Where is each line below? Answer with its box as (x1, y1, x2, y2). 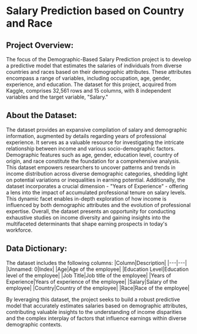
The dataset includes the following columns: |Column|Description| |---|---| (6, 259, 187, 266)
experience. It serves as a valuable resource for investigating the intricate (6, 139, 184, 146)
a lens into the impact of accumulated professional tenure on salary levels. (6, 189, 186, 196)
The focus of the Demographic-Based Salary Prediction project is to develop (6, 56, 192, 63)
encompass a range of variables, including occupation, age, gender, (6, 75, 172, 81)
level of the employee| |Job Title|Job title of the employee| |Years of (6, 271, 172, 279)
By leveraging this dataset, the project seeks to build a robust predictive (6, 296, 181, 303)
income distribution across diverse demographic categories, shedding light (6, 170, 188, 177)
